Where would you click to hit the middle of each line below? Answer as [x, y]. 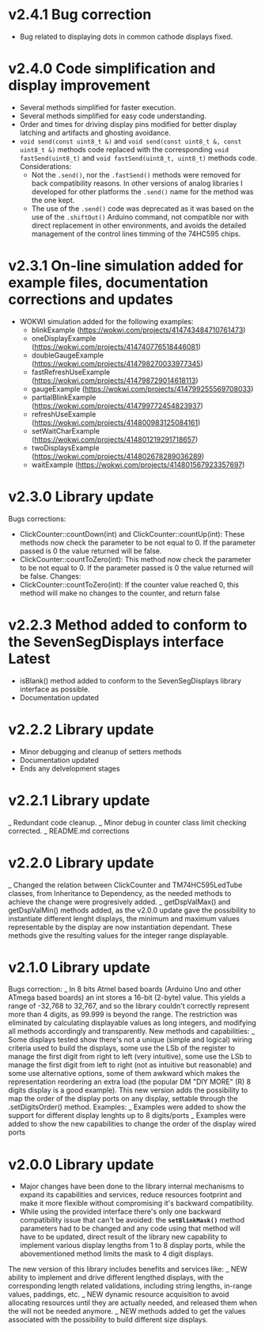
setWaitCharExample [66, 431]
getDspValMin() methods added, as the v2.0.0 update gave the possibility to [132, 910]
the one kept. [53, 200]
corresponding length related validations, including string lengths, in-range [130, 1286]
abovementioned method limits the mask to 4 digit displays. [117, 1254]
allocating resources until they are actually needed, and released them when [132, 1303]
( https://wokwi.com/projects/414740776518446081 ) [116, 346]
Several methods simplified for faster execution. [98, 107]
